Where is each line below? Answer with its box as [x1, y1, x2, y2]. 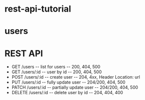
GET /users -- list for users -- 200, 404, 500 [11, 64, 101, 70]
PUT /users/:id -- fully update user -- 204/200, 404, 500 [11, 79, 126, 85]
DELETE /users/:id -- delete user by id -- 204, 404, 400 [11, 90, 124, 96]
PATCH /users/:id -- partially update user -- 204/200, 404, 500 [11, 84, 138, 90]
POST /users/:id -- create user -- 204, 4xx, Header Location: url [11, 74, 141, 80]
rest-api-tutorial [4, 3, 72, 15]
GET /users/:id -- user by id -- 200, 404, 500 [11, 69, 102, 75]
